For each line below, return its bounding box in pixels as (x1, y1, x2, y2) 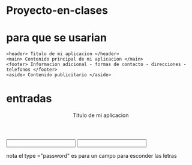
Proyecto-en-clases (6, 4, 108, 17)
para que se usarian (6, 31, 107, 45)
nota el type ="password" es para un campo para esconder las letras (6, 152, 177, 160)
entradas (6, 92, 52, 106)
